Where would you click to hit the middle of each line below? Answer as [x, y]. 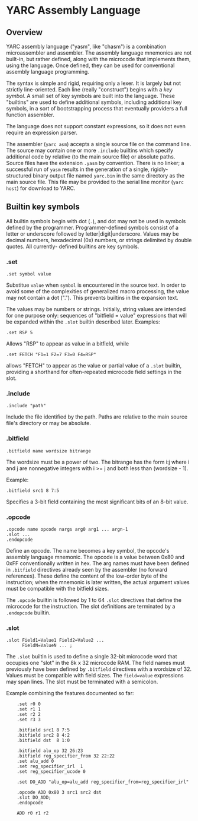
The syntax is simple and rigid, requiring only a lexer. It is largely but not [94, 83]
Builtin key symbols [43, 207]
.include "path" [26, 406]
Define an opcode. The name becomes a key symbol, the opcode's [88, 551]
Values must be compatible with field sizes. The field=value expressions [95, 676]
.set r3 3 [29, 720]
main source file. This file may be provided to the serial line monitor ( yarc [95, 182]
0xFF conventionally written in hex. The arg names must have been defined [98, 563]
